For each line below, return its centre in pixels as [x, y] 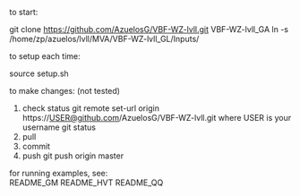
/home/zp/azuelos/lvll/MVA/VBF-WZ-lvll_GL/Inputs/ [104, 39]
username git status [59, 127]
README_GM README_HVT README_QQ [86, 183]
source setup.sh [39, 73]
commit [36, 146]
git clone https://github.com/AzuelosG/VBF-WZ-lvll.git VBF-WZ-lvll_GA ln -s [149, 29]
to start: [24, 12]
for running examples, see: [59, 173]
